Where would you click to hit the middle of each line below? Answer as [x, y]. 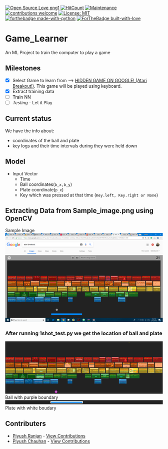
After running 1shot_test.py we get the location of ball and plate [84, 333]
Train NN [21, 97]
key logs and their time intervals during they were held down [75, 146]
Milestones [23, 68]
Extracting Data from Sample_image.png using [79, 211]
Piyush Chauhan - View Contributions [51, 441]
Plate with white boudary [31, 408]
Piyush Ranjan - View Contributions [49, 435]
